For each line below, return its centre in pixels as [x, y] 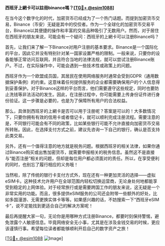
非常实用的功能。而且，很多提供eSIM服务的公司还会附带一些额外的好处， [79, 193]
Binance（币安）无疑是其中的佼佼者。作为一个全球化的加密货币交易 [82, 24]
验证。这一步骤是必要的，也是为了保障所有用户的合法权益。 [69, 101]
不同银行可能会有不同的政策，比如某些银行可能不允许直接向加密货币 [82, 123]
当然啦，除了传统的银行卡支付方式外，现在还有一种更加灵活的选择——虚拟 [80, 175]
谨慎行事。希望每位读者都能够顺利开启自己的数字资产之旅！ [69, 229]
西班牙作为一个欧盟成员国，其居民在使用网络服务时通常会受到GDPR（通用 [80, 76]
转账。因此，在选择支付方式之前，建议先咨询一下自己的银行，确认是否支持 [84, 129]
